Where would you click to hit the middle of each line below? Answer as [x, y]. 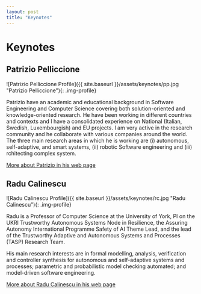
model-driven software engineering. [51, 273]
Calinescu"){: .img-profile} [39, 205]
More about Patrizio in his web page [51, 165]
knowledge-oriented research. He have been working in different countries [99, 114]
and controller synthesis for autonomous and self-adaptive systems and [95, 260]
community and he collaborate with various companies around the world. [97, 134]
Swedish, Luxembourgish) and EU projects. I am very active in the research [99, 128]
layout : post [23, 12]
